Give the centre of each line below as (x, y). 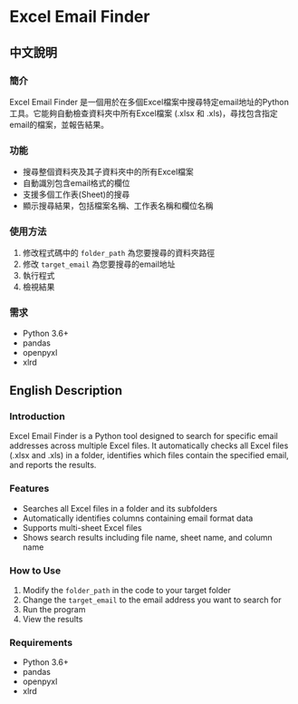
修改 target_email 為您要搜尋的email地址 (99, 264)
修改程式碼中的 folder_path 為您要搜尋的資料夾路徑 (119, 253)
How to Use (35, 571)
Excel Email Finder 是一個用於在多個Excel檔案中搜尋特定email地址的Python (149, 102)
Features (29, 489)
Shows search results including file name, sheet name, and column (147, 537)
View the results (53, 620)
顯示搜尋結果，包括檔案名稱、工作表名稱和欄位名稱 (118, 206)
